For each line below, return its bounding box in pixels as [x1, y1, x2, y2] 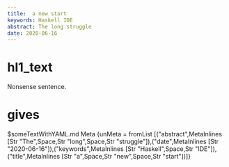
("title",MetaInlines [7, 152, 61, 161]
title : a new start [7, 10, 68, 17]
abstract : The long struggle [7, 23, 92, 30]
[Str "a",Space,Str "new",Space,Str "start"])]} [61, 152, 191, 161]
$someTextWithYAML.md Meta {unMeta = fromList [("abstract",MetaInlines [7, 130, 223, 138]
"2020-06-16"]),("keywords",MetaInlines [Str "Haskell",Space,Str [7, 145, 194, 153]
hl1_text [7, 60, 53, 75]
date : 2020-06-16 [7, 29, 58, 37]
